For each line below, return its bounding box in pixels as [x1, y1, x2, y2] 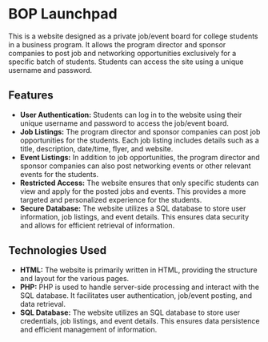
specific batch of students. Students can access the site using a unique [8, 57, 244, 66]
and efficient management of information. [19, 324, 158, 334]
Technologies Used [8, 243, 106, 257]
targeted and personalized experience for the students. [19, 195, 202, 204]
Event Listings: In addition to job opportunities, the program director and [19, 152, 260, 162]
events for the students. [19, 169, 98, 179]
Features [8, 89, 54, 103]
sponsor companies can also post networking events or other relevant [19, 161, 251, 171]
